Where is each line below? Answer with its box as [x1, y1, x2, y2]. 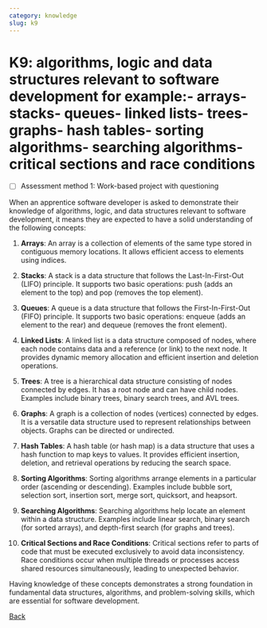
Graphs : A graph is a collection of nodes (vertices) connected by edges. [20, 408, 259, 418]
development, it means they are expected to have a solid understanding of [9, 214, 253, 224]
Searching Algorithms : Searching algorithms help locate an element [20, 505, 246, 515]
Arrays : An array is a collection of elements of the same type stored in [20, 238, 252, 248]
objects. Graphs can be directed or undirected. [20, 426, 175, 435]
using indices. [20, 255, 67, 265]
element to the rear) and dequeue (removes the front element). [20, 320, 228, 329]
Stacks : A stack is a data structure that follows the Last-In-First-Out [20, 270, 244, 280]
